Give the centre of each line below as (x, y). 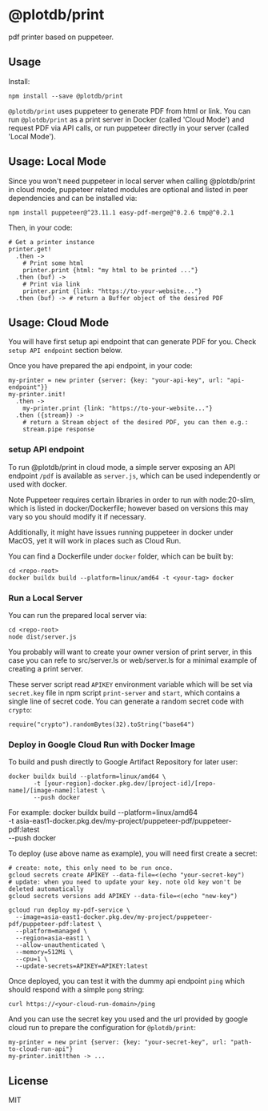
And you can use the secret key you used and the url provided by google (128, 1019)
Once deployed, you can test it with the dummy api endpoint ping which (127, 981)
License (28, 1081)
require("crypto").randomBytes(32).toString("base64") (102, 724)
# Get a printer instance (51, 242)
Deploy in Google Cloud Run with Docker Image (102, 744)
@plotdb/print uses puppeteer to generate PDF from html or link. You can (130, 110)
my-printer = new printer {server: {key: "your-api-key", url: (116, 381)
